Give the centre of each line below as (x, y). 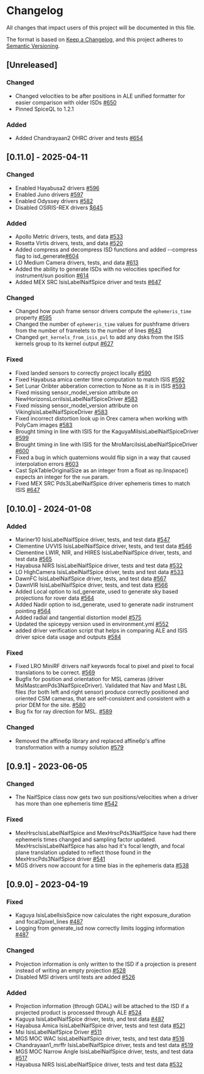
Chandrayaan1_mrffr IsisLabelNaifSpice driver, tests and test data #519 (104, 1045)
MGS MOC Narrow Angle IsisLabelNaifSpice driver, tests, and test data (104, 1051)
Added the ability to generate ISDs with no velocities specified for (98, 269)
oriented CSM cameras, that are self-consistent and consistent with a (103, 699)
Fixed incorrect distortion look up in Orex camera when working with (101, 418)
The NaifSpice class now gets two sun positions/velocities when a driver (107, 797)
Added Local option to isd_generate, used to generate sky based (97, 592)
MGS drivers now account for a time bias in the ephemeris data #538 (102, 865)
